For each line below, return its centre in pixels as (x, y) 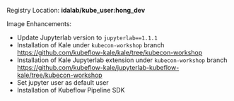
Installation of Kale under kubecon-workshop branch (90, 45)
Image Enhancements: (39, 24)
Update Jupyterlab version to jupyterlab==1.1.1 (87, 37)
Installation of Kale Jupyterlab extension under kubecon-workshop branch (122, 60)
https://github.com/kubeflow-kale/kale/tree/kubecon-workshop (110, 53)
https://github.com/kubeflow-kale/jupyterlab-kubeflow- (98, 67)
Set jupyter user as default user (63, 83)
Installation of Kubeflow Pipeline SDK (71, 90)
